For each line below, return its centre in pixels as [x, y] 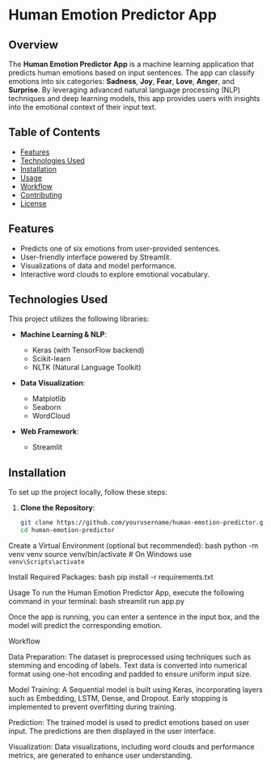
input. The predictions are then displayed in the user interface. [112, 731]
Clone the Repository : [57, 508]
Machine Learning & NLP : [64, 335]
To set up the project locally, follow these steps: [88, 492]
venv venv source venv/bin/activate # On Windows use [100, 554]
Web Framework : [49, 432]
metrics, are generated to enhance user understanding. [100, 755]
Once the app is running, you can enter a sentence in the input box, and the [134, 617]
